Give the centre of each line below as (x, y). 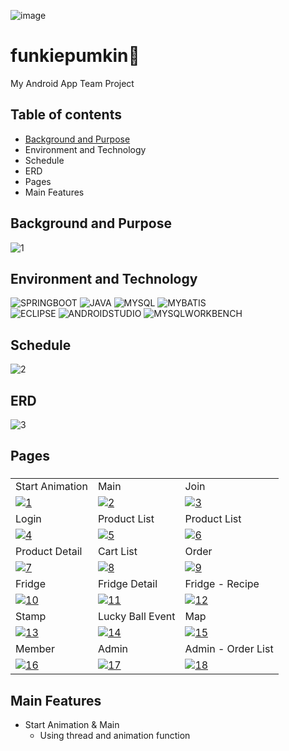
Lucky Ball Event (136, 617)
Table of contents (66, 115)
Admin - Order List (229, 649)
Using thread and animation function (115, 736)
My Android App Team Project (72, 83)
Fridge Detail (127, 584)
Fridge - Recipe (222, 584)
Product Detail (49, 552)
